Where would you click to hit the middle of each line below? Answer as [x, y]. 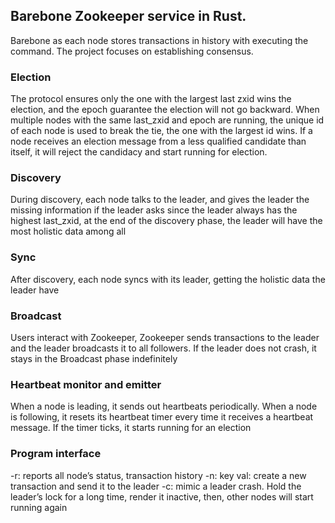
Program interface [56, 454]
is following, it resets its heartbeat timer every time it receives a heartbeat [162, 417]
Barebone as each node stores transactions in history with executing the [159, 40]
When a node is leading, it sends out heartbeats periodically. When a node [164, 406]
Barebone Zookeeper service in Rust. [128, 16]
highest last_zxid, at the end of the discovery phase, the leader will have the [166, 221]
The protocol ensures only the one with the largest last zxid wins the [151, 99]
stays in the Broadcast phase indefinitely [94, 358]
